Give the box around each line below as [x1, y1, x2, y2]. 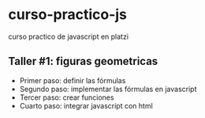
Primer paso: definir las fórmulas [19, 75, 126, 85]
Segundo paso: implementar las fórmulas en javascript [19, 84, 197, 93]
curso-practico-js [8, 6, 128, 24]
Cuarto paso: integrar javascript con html [19, 101, 154, 110]
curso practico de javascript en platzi [8, 32, 129, 41]
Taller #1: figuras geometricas [8, 55, 158, 68]
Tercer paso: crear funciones [19, 93, 114, 102]
